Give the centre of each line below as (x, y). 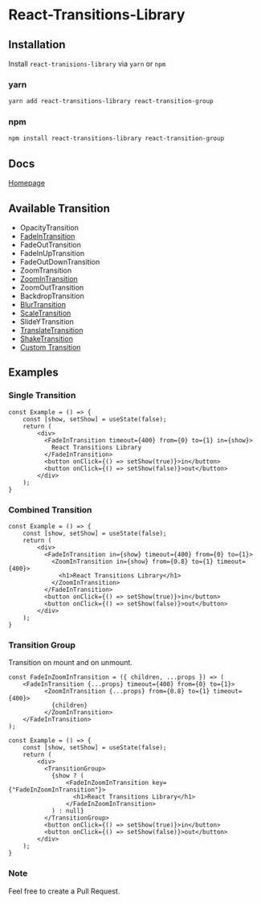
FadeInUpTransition (52, 253)
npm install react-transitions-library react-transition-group (116, 138)
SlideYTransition (47, 321)
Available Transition (59, 208)
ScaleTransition (45, 313)
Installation (37, 45)
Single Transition (42, 396)
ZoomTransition (46, 270)
